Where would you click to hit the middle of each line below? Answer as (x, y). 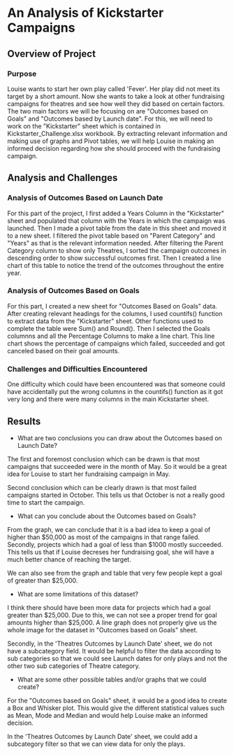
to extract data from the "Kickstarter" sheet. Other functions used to (105, 321)
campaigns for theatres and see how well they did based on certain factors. (116, 104)
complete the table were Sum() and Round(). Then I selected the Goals (109, 328)
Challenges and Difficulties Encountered (78, 369)
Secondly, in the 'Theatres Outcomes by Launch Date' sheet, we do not (110, 644)
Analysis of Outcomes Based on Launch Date (85, 198)
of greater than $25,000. (43, 580)
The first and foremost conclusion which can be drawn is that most (104, 459)
